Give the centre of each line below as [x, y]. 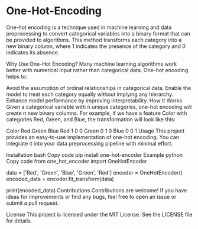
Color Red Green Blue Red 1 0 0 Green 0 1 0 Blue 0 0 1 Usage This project [95, 131]
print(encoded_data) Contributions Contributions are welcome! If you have [97, 190]
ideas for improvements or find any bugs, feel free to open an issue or [91, 196]
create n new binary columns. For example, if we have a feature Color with [97, 113]
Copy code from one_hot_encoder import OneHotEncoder [77, 161]
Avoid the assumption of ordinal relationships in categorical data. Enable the [99, 88]
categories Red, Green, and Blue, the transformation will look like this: [91, 119]
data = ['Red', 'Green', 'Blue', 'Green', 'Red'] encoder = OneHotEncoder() [95, 172]
